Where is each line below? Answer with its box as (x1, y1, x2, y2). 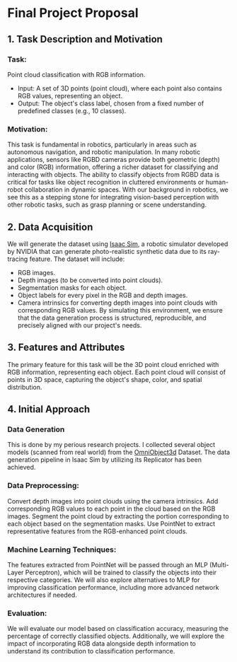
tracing (7, 255, 28, 263)
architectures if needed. (7, 591, 78, 599)
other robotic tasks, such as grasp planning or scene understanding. (7, 200, 207, 209)
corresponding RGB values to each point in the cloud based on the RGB (7, 504, 216, 513)
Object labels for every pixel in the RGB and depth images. (17, 291, 188, 299)
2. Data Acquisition (7, 221, 93, 233)
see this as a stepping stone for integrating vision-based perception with (7, 193, 219, 202)
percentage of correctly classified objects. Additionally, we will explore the (7, 632, 225, 641)
